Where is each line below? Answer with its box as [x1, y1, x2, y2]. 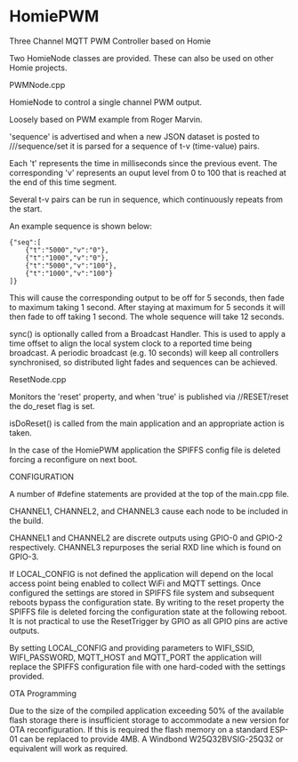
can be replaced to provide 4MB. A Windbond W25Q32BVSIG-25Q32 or [19, 734, 284, 744]
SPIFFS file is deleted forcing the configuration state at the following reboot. [9, 606, 287, 617]
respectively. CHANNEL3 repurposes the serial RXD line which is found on [9, 541, 282, 552]
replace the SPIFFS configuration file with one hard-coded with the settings [9, 661, 286, 672]
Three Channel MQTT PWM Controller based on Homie [9, 36, 212, 46]
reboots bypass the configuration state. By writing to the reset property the [9, 597, 285, 607]
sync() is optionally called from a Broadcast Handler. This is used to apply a [9, 328, 286, 339]
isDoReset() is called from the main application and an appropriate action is [9, 418, 285, 429]
